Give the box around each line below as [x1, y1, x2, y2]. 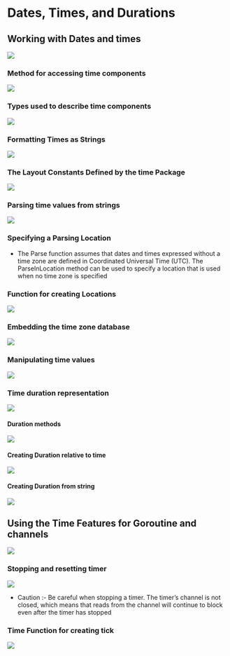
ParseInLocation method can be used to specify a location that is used [17, 264, 221, 273]
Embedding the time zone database [7, 322, 131, 332]
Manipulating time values [7, 355, 96, 365]
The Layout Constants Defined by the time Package [7, 167, 185, 177]
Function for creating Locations [7, 289, 117, 299]
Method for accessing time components [7, 68, 146, 78]
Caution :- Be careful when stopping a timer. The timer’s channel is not [17, 593, 221, 601]
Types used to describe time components [7, 102, 152, 111]
